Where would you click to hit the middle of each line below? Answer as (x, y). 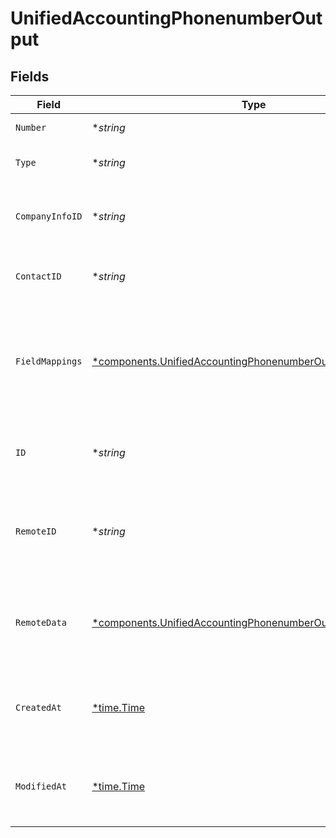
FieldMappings (49, 361)
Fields (30, 76)
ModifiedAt (41, 786)
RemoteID (36, 531)
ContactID (38, 276)
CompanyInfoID (49, 216)
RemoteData (41, 622)
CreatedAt (38, 707)
